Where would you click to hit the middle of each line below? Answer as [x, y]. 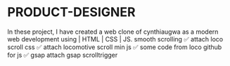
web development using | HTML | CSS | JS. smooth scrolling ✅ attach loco [115, 39]
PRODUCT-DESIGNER [71, 12]
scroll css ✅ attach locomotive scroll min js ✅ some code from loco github [115, 47]
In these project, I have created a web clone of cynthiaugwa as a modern [113, 32]
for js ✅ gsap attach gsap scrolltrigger [63, 55]
